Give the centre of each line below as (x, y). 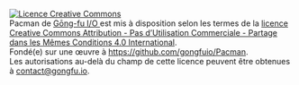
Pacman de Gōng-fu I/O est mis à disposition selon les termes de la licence (149, 23)
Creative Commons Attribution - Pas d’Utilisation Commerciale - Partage (143, 33)
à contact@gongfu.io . (50, 71)
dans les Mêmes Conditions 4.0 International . (93, 42)
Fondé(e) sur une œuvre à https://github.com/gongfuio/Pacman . (129, 52)
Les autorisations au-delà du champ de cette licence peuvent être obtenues (150, 61)
